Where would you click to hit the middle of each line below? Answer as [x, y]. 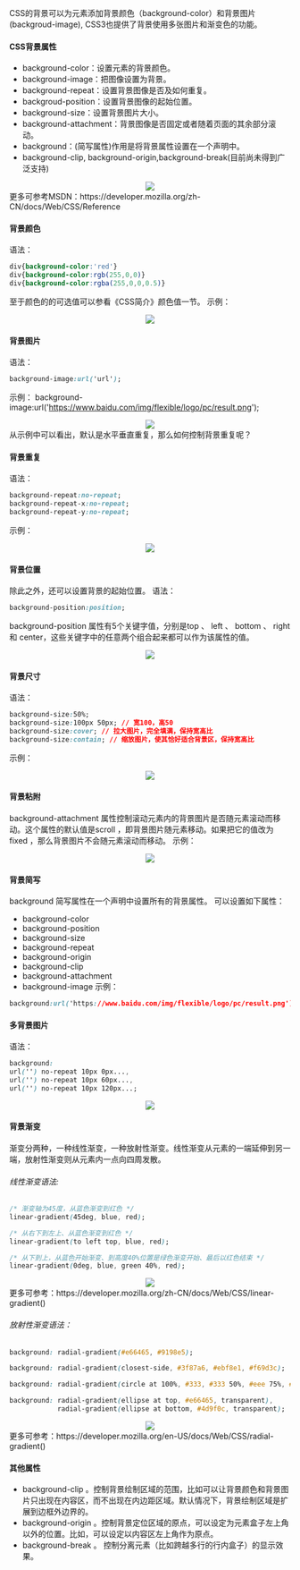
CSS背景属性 [33, 47]
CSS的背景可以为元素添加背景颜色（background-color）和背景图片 [133, 13]
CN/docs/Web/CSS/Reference [65, 207]
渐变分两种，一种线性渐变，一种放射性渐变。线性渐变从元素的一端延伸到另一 [150, 1148]
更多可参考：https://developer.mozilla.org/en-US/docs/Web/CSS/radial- [142, 1436]
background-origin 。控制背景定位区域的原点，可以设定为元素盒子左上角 [155, 1523]
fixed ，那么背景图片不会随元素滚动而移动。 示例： [103, 840]
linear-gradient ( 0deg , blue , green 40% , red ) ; [97, 1266]
